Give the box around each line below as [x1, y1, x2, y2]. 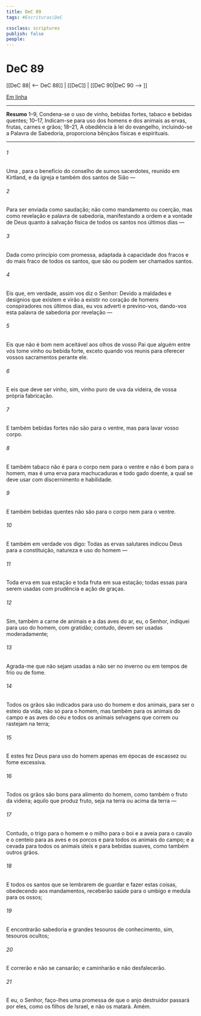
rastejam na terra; [6, 720, 50, 727]
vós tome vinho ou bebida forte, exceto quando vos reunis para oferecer [6, 348, 185, 355]
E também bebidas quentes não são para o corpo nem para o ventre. [6, 508, 176, 515]
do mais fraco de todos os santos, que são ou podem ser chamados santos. [6, 257, 193, 264]
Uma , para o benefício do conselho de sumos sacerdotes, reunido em [6, 168, 180, 175]
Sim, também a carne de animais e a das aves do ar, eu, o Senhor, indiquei [6, 617, 190, 625]
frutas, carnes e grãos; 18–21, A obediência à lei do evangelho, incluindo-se [6, 123, 193, 130]
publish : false [6, 31, 44, 36]
